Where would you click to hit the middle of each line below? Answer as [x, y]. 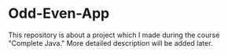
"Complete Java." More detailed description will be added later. [110, 43]
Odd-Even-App [59, 14]
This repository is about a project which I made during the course [114, 35]
